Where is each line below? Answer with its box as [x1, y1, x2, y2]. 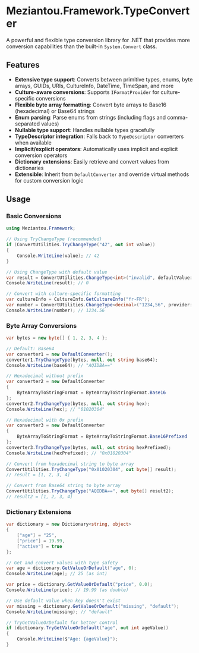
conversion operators [14, 152, 68, 159]
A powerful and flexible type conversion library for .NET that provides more [6, 36, 190, 43]
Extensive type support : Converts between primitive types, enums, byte [14, 76, 193, 83]
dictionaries [14, 164, 44, 171]
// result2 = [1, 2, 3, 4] [6, 494, 73, 500]
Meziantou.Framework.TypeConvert [6, 4, 190, 18]
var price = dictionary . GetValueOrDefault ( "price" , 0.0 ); [6, 582, 153, 588]
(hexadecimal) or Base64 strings [14, 107, 95, 114]
